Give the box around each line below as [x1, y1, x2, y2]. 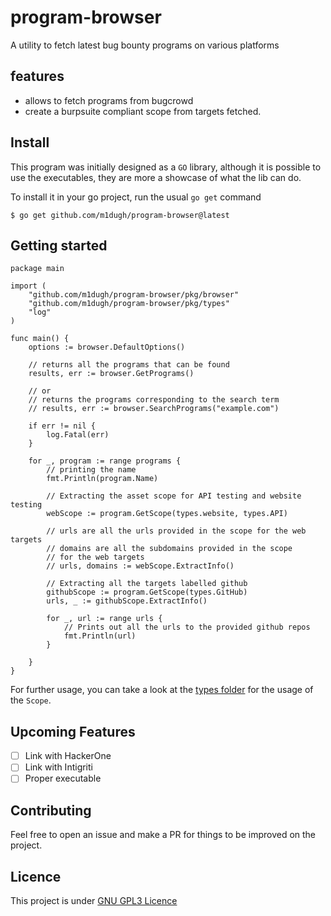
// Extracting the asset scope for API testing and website [46, 491, 302, 501]
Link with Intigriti [24, 761, 93, 773]
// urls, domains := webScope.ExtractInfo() [46, 561, 235, 571]
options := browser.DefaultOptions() [28, 342, 186, 353]
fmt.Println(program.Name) [46, 474, 159, 484]
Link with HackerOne [24, 750, 112, 762]
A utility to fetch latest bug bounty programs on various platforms [10, 39, 280, 51]
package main [10, 264, 65, 274]
